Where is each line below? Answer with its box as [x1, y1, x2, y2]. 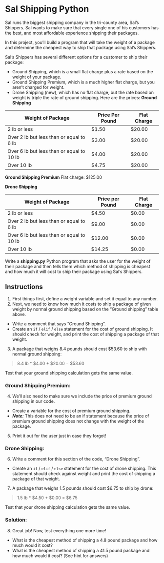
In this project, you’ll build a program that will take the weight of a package [5, 39, 155, 45]
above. [12, 311, 26, 317]
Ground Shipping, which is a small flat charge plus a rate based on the [12, 68, 153, 74]
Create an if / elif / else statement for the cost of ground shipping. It [12, 326, 153, 332]
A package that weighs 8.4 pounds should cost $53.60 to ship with [12, 346, 147, 352]
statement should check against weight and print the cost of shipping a [12, 471, 155, 477]
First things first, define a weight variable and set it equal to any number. [12, 295, 158, 301]
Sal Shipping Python [5, 3, 89, 15]
